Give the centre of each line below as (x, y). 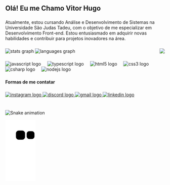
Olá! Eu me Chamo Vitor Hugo (53, 8)
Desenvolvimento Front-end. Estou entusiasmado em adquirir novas (76, 33)
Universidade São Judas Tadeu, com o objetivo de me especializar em (78, 28)
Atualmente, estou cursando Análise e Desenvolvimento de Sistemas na (80, 22)
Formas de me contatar (30, 82)
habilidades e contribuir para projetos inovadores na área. (66, 39)
